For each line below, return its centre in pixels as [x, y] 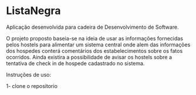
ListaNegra [33, 11]
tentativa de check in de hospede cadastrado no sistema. [75, 63]
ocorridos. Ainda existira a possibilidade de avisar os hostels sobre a [89, 57]
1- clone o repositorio [32, 86]
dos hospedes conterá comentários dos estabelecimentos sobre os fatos [94, 50]
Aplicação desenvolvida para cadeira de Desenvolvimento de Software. [92, 27]
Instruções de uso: [29, 74]
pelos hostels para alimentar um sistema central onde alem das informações [98, 45]
